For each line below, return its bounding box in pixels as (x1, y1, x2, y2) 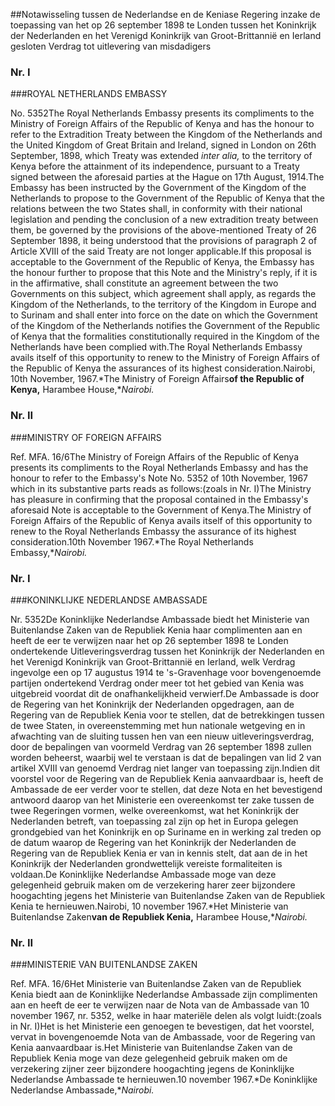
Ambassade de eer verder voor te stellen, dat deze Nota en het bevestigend (10, 783, 323, 795)
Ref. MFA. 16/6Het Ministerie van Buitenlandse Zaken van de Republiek (10, 978, 302, 990)
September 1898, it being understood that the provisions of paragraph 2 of (10, 235, 318, 247)
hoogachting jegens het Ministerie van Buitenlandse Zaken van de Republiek (10, 889, 326, 901)
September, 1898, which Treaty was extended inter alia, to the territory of (10, 150, 313, 162)
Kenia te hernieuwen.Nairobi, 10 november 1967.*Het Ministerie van (10, 900, 289, 912)
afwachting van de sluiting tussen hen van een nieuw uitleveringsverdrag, (10, 730, 315, 742)
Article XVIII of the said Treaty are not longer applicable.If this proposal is (10, 245, 312, 258)
